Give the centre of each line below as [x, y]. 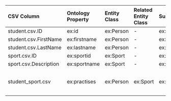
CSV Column [24, 16]
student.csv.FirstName [35, 39]
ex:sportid [79, 56]
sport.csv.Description [34, 64]
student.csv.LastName [35, 47]
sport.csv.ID [22, 56]
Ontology [78, 13]
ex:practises [81, 82]
